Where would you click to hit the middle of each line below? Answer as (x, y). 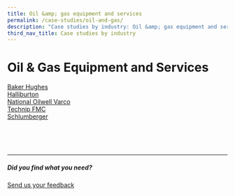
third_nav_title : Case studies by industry (72, 33)
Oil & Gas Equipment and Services (108, 68)
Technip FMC (27, 110)
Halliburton (23, 94)
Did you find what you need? (50, 167)
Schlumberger (28, 116)
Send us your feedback (41, 185)
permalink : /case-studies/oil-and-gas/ (65, 20)
